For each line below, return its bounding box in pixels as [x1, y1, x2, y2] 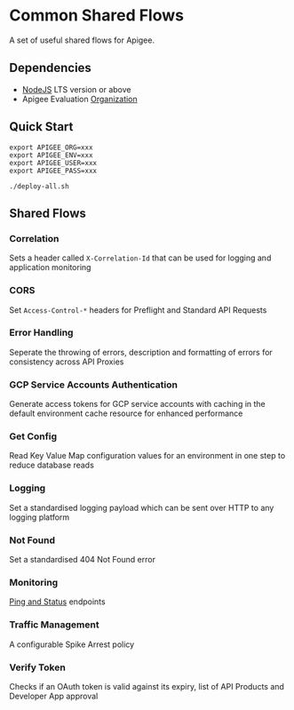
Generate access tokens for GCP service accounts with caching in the [9, 399, 266, 410]
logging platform [9, 512, 70, 523]
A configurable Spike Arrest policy [9, 639, 135, 650]
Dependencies [9, 60, 91, 76]
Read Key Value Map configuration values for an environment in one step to [9, 451, 286, 461]
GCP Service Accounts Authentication [9, 379, 179, 391]
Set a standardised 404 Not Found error [9, 554, 155, 565]
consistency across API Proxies [9, 356, 124, 367]
